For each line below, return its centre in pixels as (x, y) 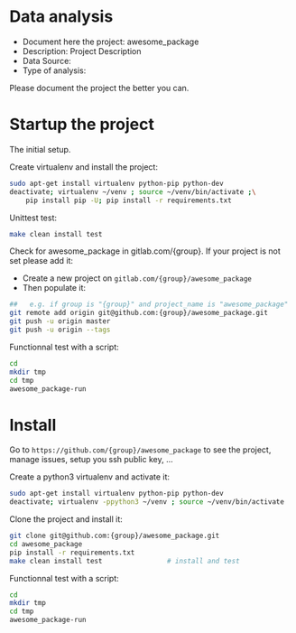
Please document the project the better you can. (99, 88)
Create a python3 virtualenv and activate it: (89, 477)
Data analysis (61, 17)
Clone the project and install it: (66, 519)
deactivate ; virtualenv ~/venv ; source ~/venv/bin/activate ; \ (133, 191)
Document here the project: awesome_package (111, 42)
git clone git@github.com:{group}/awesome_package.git (115, 536)
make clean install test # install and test (125, 561)
